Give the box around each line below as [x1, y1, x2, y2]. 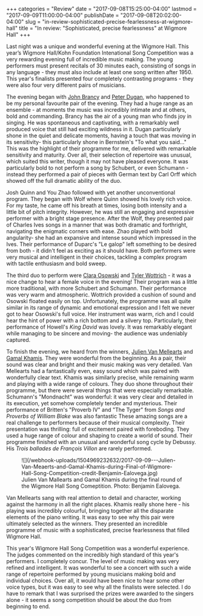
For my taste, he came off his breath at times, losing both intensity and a [6, 202, 187, 209]
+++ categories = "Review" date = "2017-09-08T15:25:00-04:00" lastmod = [6, 5, 197, 12]
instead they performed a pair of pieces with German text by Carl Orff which [6, 171, 197, 178]
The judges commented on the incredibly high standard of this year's [6, 551, 179, 558]
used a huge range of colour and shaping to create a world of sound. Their [6, 432, 193, 439]
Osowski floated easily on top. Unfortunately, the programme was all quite [6, 298, 191, 304]
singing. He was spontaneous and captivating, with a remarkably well [6, 119, 180, 126]
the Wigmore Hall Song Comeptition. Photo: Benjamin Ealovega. [21, 482, 181, 490]
